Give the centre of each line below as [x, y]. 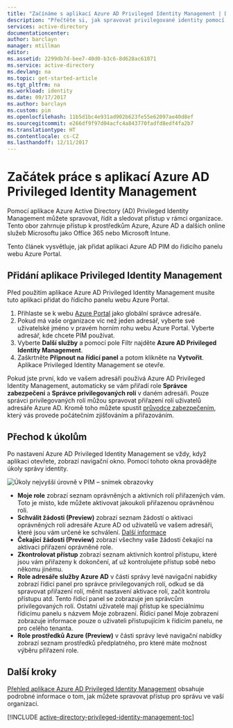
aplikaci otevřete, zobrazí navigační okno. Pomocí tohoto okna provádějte [112, 461]
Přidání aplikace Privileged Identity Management [115, 276]
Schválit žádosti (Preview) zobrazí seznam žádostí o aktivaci [105, 517]
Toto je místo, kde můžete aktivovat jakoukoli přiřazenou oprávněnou [115, 502]
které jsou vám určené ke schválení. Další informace [92, 532]
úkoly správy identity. [38, 468]
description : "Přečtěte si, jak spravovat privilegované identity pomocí [116, 20]
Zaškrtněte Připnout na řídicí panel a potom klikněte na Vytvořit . [111, 357]
